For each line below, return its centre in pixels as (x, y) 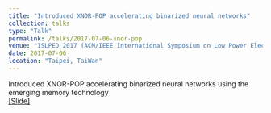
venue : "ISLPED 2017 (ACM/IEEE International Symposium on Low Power (128, 46)
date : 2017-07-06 (38, 53)
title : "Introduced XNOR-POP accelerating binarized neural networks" (129, 16)
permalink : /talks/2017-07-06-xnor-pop (75, 38)
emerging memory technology (58, 92)
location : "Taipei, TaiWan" (56, 61)
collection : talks (39, 23)
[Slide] (19, 101)
